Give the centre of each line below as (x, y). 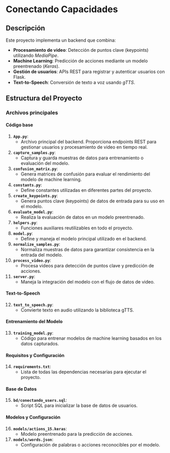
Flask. (19, 77)
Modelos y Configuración (33, 417)
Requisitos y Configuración (35, 355)
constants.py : (27, 185)
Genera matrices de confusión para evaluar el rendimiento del (85, 174)
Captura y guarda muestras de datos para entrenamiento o (82, 158)
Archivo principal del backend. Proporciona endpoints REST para (89, 142)
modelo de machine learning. (51, 179)
